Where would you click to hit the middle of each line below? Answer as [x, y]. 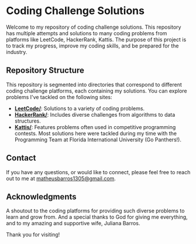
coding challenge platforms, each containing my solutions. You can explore [97, 91]
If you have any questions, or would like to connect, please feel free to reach [98, 172]
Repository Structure [45, 71]
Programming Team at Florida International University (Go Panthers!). [98, 140]
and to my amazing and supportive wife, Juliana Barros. [73, 223]
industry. [17, 52]
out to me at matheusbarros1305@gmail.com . [61, 178]
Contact [21, 158]
